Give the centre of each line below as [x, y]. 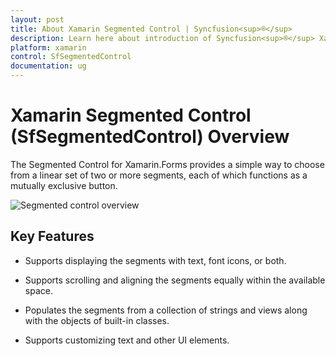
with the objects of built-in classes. [97, 320]
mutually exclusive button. [64, 185]
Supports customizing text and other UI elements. [127, 340]
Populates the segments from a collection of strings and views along [166, 310]
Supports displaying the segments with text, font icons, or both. [155, 260]
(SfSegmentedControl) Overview [150, 137]
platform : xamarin [48, 47]
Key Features [52, 236]
